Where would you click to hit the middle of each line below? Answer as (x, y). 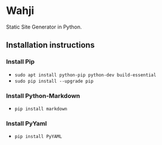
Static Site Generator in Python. (44, 27)
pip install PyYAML (38, 137)
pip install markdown (41, 109)
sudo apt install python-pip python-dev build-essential (85, 75)
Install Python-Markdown (43, 96)
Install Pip (20, 62)
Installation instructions (50, 45)
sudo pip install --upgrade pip (54, 81)
